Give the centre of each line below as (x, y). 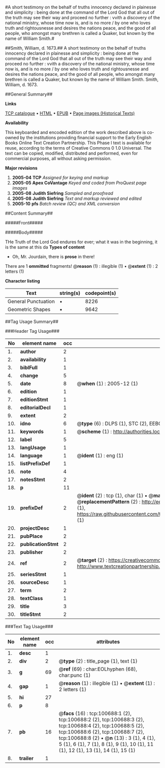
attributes (108, 642)
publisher (32, 552)
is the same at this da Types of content (45, 247)
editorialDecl (35, 407)
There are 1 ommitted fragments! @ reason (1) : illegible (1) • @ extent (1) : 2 (82, 266)
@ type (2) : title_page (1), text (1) (98, 661)
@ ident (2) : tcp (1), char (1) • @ (115, 496)
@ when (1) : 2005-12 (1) (108, 384)
